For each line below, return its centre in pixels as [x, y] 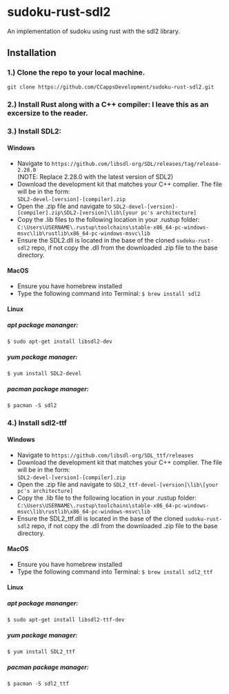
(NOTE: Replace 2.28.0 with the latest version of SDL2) [95, 176]
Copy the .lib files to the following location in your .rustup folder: [108, 219]
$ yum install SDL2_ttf [41, 652]
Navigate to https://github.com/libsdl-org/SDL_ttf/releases [106, 455]
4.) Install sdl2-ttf [37, 423]
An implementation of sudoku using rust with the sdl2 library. [94, 31]
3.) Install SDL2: [34, 131]
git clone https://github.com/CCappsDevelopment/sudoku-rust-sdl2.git [111, 87]
